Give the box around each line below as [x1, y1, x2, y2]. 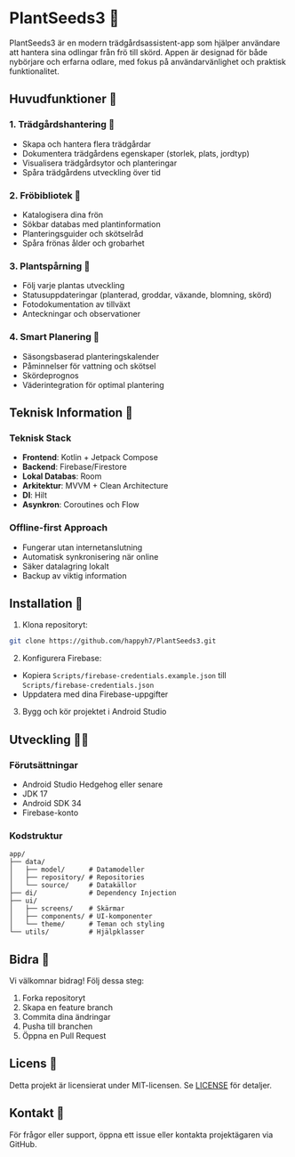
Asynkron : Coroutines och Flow [21, 499, 140, 510]
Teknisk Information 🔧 [9, 405, 133, 420]
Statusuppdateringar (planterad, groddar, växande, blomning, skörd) [21, 289, 273, 301]
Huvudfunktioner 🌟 [9, 92, 117, 107]
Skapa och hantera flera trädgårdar [21, 138, 151, 150]
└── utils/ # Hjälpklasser [9, 927, 145, 937]
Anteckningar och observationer [21, 309, 140, 320]
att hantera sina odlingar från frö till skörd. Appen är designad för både [9, 46, 268, 57]
